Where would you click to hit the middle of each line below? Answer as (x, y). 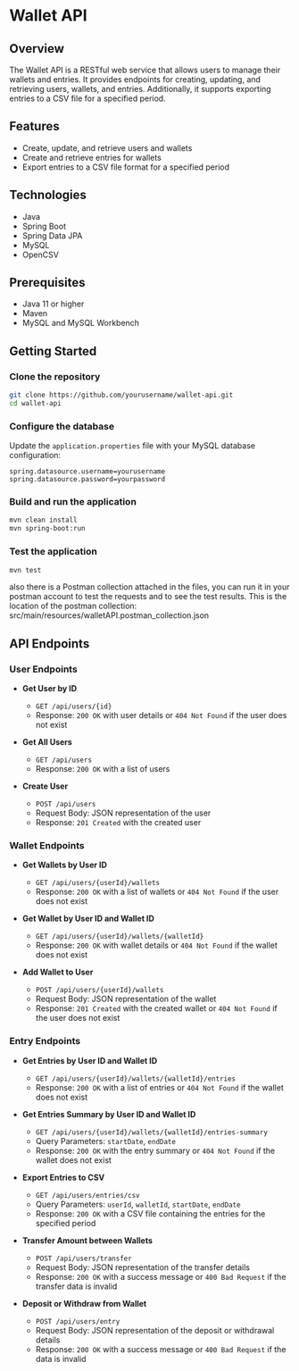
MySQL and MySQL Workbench (81, 323)
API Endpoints (50, 644)
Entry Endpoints (45, 1041)
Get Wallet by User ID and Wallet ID (88, 919)
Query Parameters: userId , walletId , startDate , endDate (138, 1204)
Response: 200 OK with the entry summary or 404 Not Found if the (155, 1150)
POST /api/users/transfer (83, 1258)
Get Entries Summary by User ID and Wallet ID (109, 1114)
